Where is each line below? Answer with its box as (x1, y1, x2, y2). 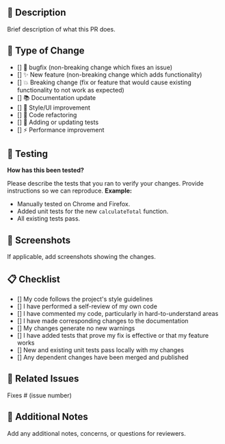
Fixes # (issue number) (7, 391, 72, 399)
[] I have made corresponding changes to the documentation (16, 317, 189, 325)
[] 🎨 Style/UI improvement (16, 103, 90, 112)
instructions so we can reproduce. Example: (7, 186, 132, 195)
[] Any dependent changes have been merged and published (16, 354, 189, 362)
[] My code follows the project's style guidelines (16, 295, 153, 304)
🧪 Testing (7, 148, 49, 160)
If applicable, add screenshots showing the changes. (7, 253, 156, 261)
